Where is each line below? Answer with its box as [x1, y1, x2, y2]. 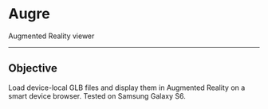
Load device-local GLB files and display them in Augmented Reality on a [8, 83, 246, 92]
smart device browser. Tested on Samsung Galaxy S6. [8, 91, 186, 100]
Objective [8, 61, 58, 76]
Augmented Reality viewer [8, 31, 95, 41]
